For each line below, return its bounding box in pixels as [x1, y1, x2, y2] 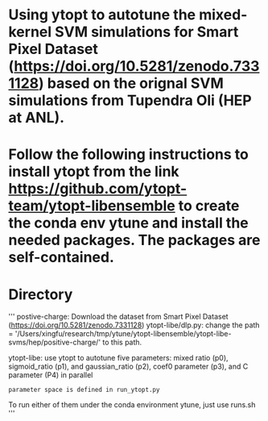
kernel [8, 23, 52, 41]
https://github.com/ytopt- [8, 180, 188, 198]
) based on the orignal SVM [39, 74, 224, 93]
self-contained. [8, 248, 115, 267]
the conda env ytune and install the [8, 214, 249, 232]
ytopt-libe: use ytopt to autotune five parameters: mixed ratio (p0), [8, 353, 229, 363]
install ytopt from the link [8, 163, 179, 181]
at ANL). [8, 109, 65, 127]
